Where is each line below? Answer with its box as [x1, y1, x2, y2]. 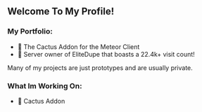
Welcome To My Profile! [7, 6, 115, 17]
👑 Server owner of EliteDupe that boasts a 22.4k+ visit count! [17, 50, 195, 58]
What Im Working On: [7, 80, 82, 90]
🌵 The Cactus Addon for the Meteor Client [17, 42, 140, 51]
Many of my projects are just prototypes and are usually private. [7, 63, 194, 72]
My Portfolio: [7, 27, 53, 36]
